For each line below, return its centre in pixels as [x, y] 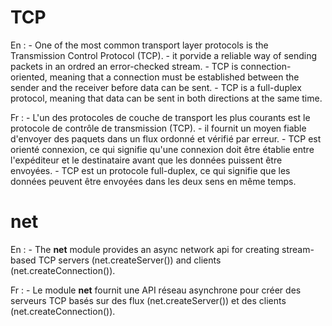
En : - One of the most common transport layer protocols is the [139, 45]
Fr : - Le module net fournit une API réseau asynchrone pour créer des [156, 290]
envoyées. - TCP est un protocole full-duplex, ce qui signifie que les [150, 170]
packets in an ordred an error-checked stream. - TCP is [124, 66]
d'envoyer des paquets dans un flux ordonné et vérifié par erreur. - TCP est [166, 138]
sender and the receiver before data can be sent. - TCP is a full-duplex [156, 87]
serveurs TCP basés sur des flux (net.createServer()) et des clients [148, 300]
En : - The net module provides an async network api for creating [145, 249]
